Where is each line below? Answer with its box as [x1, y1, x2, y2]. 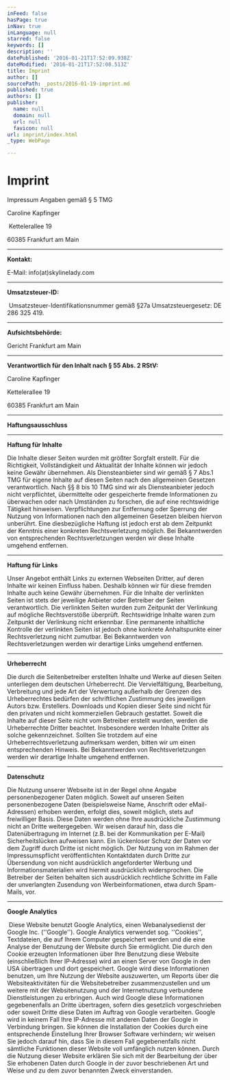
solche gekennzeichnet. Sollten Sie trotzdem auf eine [7, 731, 157, 739]
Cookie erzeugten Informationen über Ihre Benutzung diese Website [7, 950, 200, 958]
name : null [13, 106, 44, 112]
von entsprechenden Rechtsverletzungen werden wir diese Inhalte [7, 534, 194, 542]
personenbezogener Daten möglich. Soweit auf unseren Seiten [7, 793, 184, 802]
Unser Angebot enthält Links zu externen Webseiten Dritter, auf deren [7, 574, 204, 582]
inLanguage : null [7, 29, 57, 36]
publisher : [7, 99, 38, 106]
